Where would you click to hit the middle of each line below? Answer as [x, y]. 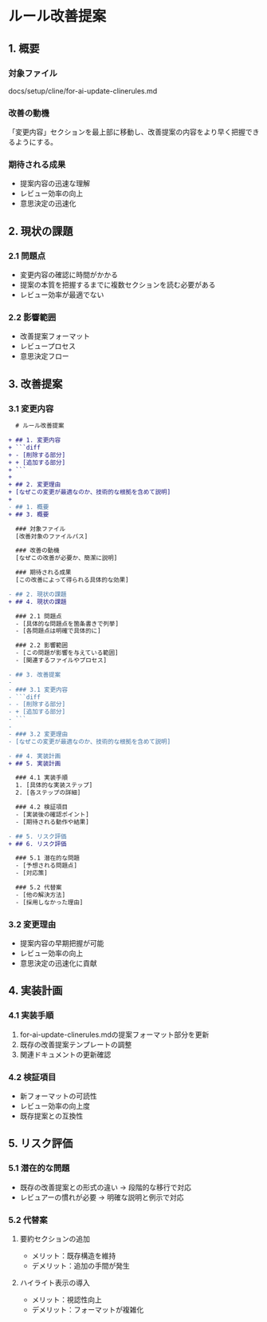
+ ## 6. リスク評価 [37, 844]
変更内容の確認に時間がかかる [69, 275]
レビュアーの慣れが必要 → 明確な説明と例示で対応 [102, 1197]
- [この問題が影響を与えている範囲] [67, 653]
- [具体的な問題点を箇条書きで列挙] [67, 624]
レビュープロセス [47, 346]
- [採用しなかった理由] [49, 902]
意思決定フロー [44, 356]
